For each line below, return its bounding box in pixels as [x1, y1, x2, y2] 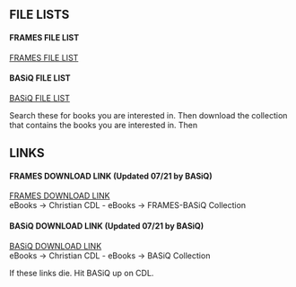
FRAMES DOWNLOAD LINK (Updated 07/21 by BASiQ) [9, 170, 213, 181]
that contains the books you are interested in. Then [9, 119, 198, 130]
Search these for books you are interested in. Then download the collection [9, 109, 288, 120]
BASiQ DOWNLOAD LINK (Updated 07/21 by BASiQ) [9, 220, 205, 231]
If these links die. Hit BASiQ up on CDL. [9, 267, 154, 278]
